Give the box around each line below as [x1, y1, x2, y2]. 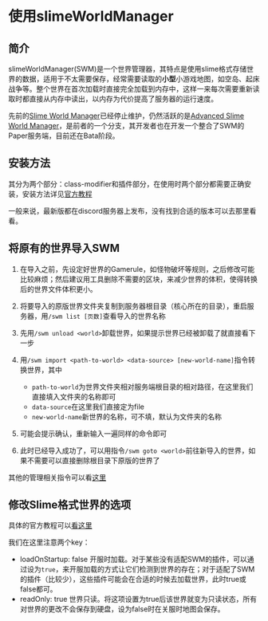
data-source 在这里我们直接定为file [31, 402, 145, 411]
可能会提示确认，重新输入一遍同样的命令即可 [19, 428, 167, 438]
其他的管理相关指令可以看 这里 [8, 472, 106, 482]
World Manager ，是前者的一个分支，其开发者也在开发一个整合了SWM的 [8, 121, 245, 130]
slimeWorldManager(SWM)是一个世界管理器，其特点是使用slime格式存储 [8, 65, 247, 73]
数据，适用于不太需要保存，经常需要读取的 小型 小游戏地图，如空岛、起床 [22, 74, 260, 84]
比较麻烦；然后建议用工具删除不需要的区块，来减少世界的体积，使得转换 [19, 274, 258, 284]
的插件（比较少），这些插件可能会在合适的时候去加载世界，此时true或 [19, 575, 247, 584]
